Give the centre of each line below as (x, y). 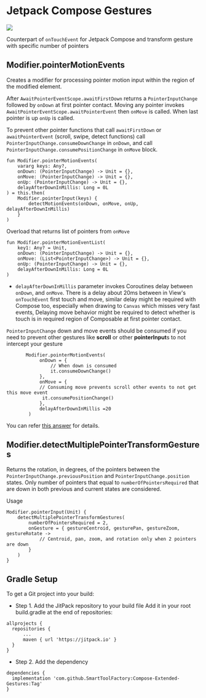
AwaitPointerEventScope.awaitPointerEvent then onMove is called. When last (102, 111)
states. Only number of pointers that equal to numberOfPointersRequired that (102, 482)
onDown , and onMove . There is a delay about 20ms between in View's (101, 292)
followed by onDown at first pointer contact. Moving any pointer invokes (95, 104)
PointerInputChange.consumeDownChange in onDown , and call (79, 143)
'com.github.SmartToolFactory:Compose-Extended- (117, 679)
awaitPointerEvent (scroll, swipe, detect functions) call (76, 136)
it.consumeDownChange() (81, 371)
